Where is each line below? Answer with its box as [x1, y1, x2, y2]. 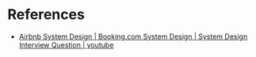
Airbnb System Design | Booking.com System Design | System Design [18, 32, 248, 41]
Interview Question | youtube [18, 40, 114, 49]
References [7, 6, 85, 24]
